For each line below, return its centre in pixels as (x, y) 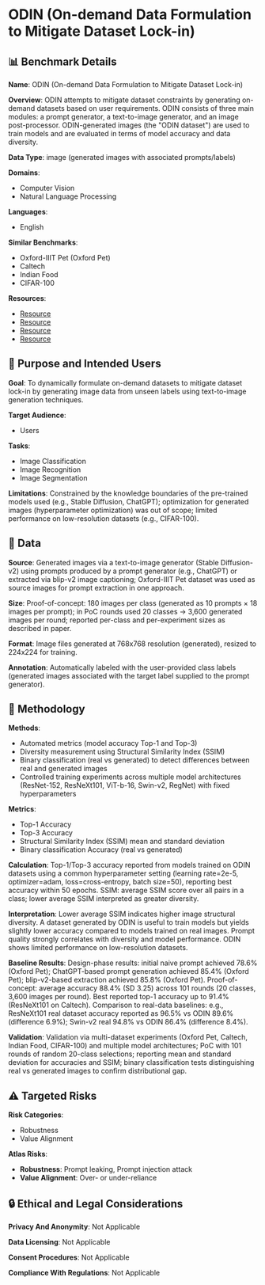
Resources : (27, 298)
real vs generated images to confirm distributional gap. (98, 1071)
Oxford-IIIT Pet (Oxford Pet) (65, 258)
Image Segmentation (53, 477)
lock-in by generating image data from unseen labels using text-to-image (127, 391)
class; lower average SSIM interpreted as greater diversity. (104, 899)
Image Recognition (50, 470)
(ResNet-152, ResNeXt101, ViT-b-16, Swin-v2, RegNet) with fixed (125, 785)
